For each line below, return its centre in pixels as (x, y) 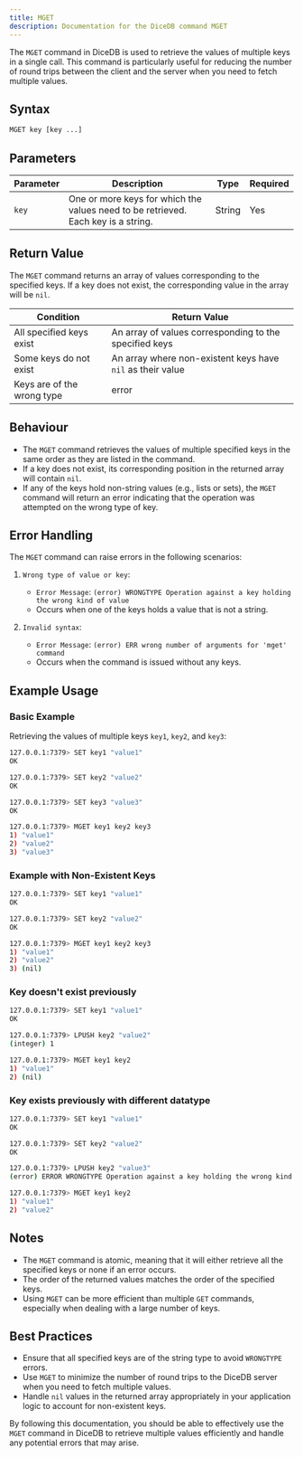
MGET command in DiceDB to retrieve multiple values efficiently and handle (147, 1433)
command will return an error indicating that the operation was (138, 497)
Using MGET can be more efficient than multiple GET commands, (138, 1298)
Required (269, 184)
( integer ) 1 (32, 1044)
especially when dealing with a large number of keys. (121, 1308)
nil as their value (148, 369)
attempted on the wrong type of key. (90, 506)
